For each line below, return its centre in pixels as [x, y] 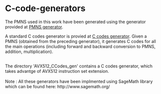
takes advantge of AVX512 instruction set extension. [57, 71]
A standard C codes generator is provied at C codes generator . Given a [76, 36]
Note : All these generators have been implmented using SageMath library [79, 81]
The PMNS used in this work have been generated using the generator [76, 22]
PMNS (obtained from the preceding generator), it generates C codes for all [80, 41]
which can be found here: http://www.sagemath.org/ [57, 86]
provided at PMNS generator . [34, 27]
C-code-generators [45, 8]
